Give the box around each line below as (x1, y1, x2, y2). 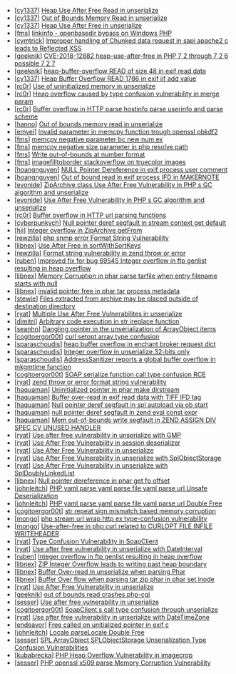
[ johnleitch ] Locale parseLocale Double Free (14, 628, 145, 636)
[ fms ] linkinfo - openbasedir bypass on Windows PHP (14, 29, 173, 37)
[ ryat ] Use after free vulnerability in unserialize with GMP (14, 431, 182, 439)
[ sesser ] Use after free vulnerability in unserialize (14, 598, 159, 606)
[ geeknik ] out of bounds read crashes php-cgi (14, 590, 150, 598)
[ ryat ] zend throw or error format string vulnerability (14, 378, 167, 386)
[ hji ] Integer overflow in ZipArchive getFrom (14, 226, 143, 234)
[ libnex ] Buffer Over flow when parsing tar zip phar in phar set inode (14, 575, 215, 583)
